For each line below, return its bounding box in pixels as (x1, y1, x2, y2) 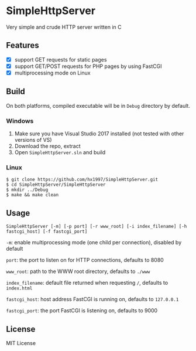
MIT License (6, 339, 36, 346)
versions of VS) (14, 137, 52, 144)
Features (6, 40, 39, 50)
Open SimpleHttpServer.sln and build (14, 149, 106, 156)
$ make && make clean (6, 192, 59, 198)
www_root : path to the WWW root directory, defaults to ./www (6, 268, 150, 275)
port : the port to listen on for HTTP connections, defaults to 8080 (6, 257, 164, 264)
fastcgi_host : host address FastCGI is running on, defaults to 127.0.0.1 (6, 296, 179, 303)
